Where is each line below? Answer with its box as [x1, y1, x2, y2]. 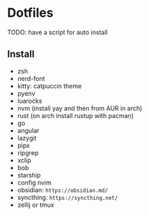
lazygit [17, 134, 37, 142]
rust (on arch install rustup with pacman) [17, 111, 134, 120]
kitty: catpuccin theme [17, 82, 82, 90]
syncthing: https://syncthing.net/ [17, 193, 118, 201]
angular [17, 126, 40, 134]
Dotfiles [7, 5, 54, 21]
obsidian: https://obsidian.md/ [17, 185, 108, 194]
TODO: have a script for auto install [7, 28, 108, 36]
